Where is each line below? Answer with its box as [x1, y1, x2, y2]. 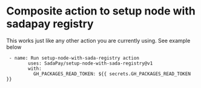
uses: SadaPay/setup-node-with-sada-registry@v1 [28, 60, 153, 66]
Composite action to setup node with [6, 4, 196, 18]
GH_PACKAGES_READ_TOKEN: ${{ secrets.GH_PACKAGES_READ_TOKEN [33, 71, 191, 77]
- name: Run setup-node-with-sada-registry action [8, 55, 139, 61]
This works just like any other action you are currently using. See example [6, 37, 191, 44]
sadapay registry [6, 17, 94, 31]
